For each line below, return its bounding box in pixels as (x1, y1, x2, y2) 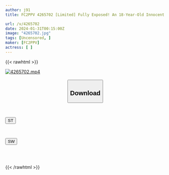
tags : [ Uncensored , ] (5, 36, 51, 41)
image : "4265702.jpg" (5, 31, 51, 36)
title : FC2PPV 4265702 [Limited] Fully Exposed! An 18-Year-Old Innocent (5, 12, 165, 17)
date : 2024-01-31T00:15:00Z (5, 26, 65, 31)
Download (70, 89, 100, 97)
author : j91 (5, 7, 30, 13)
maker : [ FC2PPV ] (5, 40, 40, 46)
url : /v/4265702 (5, 21, 40, 26)
